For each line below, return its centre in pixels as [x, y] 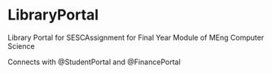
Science [21, 46]
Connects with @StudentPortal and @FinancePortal [94, 62]
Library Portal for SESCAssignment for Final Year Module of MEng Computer [136, 37]
